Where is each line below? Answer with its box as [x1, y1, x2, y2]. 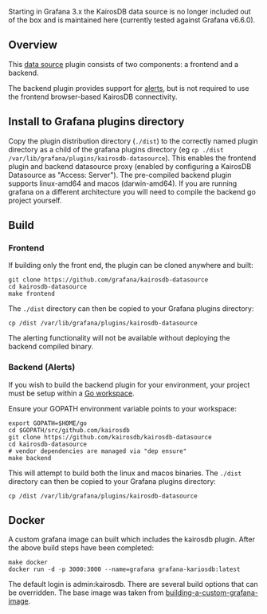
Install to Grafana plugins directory [8, 115, 185, 128]
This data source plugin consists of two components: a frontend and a [8, 59, 239, 69]
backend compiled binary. [8, 342, 94, 352]
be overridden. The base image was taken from [8, 588, 164, 597]
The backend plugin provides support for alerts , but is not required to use [8, 83, 249, 92]
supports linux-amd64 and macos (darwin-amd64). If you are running [8, 179, 238, 188]
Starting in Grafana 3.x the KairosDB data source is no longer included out [8, 7, 251, 16]
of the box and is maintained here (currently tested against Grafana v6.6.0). [8, 15, 256, 25]
